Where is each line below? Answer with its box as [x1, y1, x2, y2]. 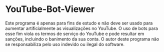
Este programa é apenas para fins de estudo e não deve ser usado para [5, 20, 153, 26]
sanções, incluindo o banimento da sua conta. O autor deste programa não [5, 36, 159, 42]
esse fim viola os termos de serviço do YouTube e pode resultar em [5, 30, 144, 36]
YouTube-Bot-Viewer [5, 3, 95, 15]
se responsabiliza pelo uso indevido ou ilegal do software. [5, 41, 125, 47]
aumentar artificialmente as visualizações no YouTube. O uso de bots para [5, 25, 158, 31]
